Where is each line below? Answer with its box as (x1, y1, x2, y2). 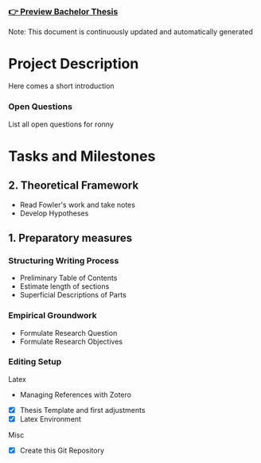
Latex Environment (19, 414, 82, 423)
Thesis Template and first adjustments (19, 405, 146, 414)
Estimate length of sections (19, 282, 110, 291)
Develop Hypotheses (19, 208, 89, 218)
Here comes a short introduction (8, 81, 115, 91)
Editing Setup (8, 356, 62, 368)
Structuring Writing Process (8, 255, 119, 266)
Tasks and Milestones (8, 147, 156, 165)
